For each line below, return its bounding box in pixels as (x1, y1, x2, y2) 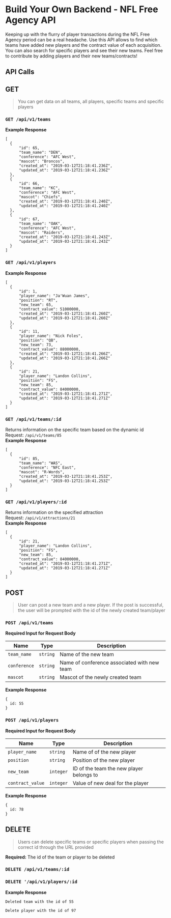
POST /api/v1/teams (5, 620, 53, 626)
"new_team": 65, (18, 302, 53, 307)
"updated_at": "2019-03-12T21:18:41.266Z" (18, 355, 110, 361)
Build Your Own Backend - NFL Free (5, 4, 159, 15)
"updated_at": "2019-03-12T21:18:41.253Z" (18, 478, 110, 484)
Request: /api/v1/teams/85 (5, 432, 62, 438)
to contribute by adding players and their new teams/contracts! (5, 52, 137, 59)
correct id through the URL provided (17, 844, 94, 850)
